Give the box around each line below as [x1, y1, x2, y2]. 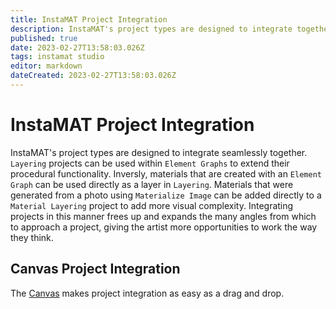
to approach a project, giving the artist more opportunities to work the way [10, 221, 318, 233]
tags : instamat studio [10, 52, 105, 62]
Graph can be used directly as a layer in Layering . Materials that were [10, 178, 294, 190]
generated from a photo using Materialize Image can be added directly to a [10, 189, 322, 201]
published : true [10, 33, 78, 43]
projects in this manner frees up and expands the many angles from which [10, 210, 317, 222]
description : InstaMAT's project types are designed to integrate [10, 24, 293, 34]
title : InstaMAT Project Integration [10, 14, 168, 25]
